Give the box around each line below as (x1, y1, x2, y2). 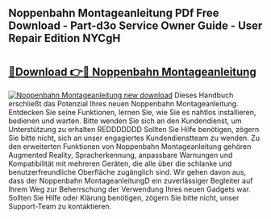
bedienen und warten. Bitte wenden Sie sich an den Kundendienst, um (8, 116, 242, 126)
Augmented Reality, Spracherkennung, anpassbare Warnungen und (8, 151, 233, 159)
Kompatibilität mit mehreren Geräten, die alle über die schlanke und (8, 159, 232, 168)
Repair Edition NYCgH (8, 31, 121, 45)
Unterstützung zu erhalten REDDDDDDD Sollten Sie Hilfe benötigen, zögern (8, 125, 260, 134)
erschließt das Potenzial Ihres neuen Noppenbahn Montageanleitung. (8, 99, 240, 108)
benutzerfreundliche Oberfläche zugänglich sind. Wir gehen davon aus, (8, 167, 247, 176)
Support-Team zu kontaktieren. (8, 201, 112, 211)
